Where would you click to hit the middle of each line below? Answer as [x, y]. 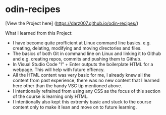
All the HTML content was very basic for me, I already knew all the [81, 75]
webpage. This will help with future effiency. [59, 70]
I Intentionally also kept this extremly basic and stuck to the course [82, 101]
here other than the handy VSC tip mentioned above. [67, 85]
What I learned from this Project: [39, 33]
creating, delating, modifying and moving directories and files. [77, 48]
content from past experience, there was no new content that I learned [86, 80]
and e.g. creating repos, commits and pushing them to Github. [77, 59]
